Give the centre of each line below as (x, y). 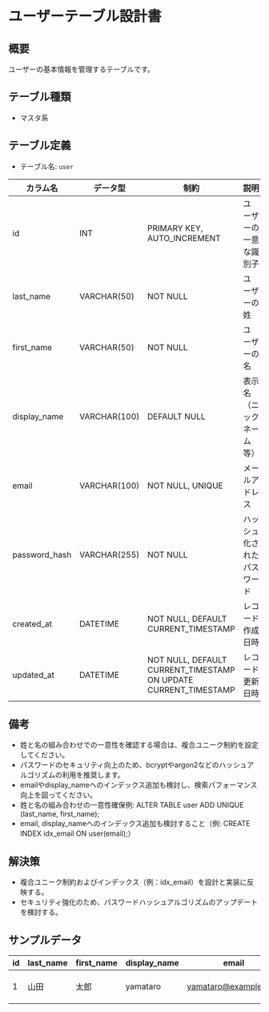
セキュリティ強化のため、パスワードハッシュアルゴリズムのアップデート (139, 902)
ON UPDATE (170, 679)
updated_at (33, 675)
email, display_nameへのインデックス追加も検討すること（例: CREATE (135, 824)
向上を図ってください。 (58, 795)
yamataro (143, 986)
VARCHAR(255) (109, 554)
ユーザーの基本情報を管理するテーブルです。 (81, 69)
